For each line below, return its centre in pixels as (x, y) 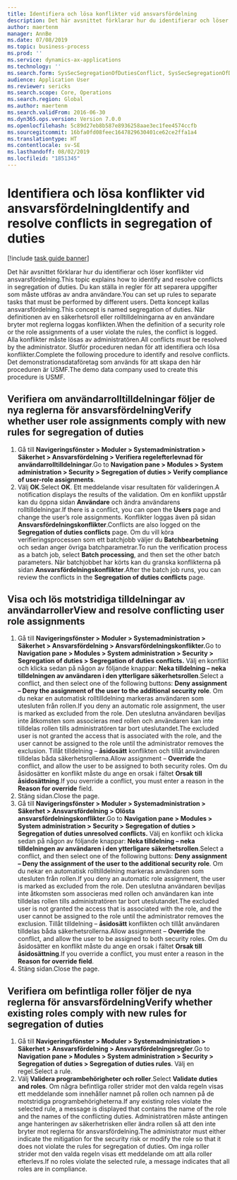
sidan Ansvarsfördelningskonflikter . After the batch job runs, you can (119, 569)
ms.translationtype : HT (42, 139)
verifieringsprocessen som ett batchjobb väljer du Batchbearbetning (118, 539)
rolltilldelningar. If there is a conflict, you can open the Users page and (119, 509)
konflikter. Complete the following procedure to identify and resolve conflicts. (119, 354)
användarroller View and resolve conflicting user (116, 611)
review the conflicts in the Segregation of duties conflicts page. (111, 577)
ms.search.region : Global (45, 100)
